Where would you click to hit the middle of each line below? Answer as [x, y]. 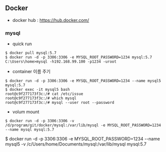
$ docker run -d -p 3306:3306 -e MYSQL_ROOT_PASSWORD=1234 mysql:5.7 [79, 57]
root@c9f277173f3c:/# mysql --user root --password [60, 103]
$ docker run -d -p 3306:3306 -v [40, 121]
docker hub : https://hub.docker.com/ [51, 20]
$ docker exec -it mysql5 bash [38, 90]
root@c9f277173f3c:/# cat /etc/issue [44, 94]
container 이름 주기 [31, 72]
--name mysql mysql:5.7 [30, 130]
